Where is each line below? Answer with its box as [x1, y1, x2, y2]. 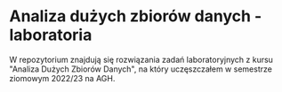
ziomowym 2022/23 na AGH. [9, 73, 116, 83]
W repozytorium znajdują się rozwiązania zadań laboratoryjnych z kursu [9, 54, 274, 65]
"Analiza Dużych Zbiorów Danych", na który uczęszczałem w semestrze [9, 64, 273, 74]
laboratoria [9, 25, 93, 45]
